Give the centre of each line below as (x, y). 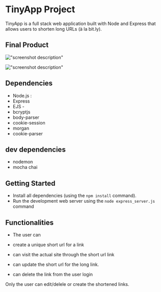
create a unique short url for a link (48, 245)
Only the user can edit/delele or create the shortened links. (67, 284)
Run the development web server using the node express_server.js (84, 201)
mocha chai (25, 167)
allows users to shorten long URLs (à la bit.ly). (54, 29)
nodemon (23, 162)
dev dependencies (36, 149)
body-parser (26, 117)
